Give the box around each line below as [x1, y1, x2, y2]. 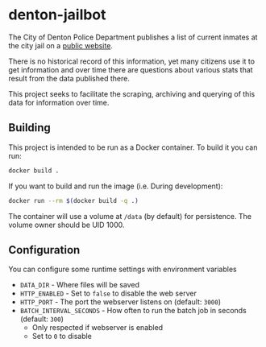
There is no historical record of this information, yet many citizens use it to [8, 56, 256, 66]
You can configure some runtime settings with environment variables [8, 264, 237, 275]
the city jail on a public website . [8, 40, 113, 50]
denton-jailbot [8, 6, 106, 24]
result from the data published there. [8, 73, 131, 83]
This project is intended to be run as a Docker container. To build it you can [8, 143, 258, 152]
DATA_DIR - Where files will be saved [19, 280, 139, 290]
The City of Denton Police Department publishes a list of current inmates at [8, 32, 258, 42]
